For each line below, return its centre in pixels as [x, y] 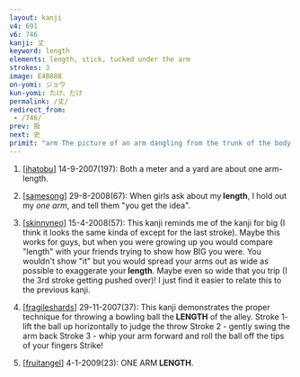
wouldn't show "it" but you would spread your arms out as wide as [146, 261]
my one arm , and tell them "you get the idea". [106, 205]
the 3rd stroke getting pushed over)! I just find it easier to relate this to [152, 280]
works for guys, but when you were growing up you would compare [148, 242]
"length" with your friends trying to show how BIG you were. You [142, 251]
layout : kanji [36, 18]
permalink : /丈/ [39, 101]
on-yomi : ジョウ [38, 85]
